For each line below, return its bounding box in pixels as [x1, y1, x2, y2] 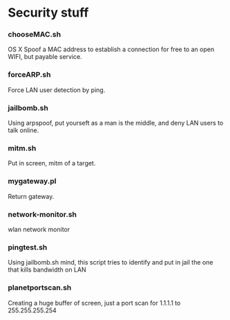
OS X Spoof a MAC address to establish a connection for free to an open [8, 45, 215, 53]
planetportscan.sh [8, 283, 72, 292]
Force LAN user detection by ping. [8, 85, 106, 94]
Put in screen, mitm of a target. [8, 159, 96, 168]
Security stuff [8, 5, 89, 21]
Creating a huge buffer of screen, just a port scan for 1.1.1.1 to [8, 299, 181, 307]
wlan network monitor [8, 225, 70, 233]
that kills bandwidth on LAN [8, 265, 86, 274]
